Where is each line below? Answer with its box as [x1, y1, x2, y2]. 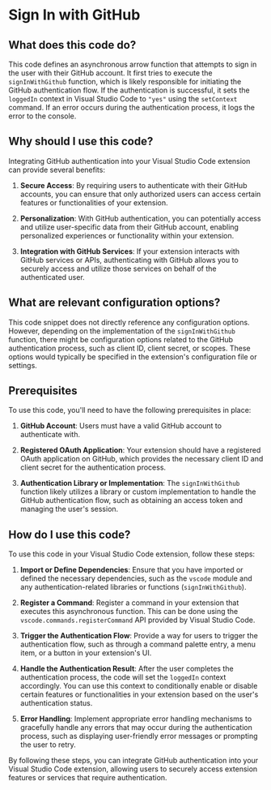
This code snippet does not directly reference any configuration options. [8, 317, 250, 327]
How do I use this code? [8, 527, 131, 541]
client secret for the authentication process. [19, 462, 167, 472]
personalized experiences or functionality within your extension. [19, 230, 235, 240]
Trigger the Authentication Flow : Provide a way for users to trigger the [19, 631, 259, 641]
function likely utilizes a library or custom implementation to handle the [19, 487, 256, 496]
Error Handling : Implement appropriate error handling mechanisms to [19, 714, 252, 723]
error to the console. [8, 111, 77, 121]
